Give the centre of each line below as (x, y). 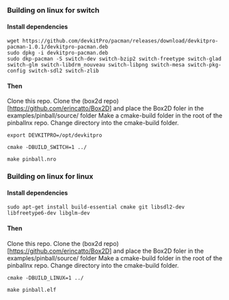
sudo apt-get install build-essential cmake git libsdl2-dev (96, 207)
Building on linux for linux (50, 176)
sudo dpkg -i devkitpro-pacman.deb (58, 53)
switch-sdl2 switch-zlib (64, 71)
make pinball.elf (32, 290)
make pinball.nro (32, 159)
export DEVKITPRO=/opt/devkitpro (55, 135)
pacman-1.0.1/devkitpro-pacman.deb (58, 47)
